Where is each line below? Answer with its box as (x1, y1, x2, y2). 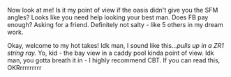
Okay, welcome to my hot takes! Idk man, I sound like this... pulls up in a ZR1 (7, 42, 225, 49)
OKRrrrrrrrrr (7, 64, 42, 71)
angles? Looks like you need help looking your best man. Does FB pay (7, 13, 209, 22)
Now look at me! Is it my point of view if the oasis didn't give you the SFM (7, 6, 218, 14)
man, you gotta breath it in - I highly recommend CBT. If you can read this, (7, 56, 221, 65)
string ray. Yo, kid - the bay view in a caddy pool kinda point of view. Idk (7, 49, 214, 57)
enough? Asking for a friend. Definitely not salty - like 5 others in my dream (7, 21, 223, 28)
